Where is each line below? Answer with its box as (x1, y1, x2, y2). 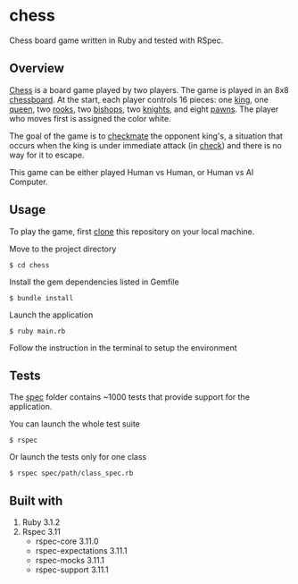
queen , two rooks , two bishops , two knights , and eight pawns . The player (9, 104, 279, 114)
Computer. (9, 176, 48, 187)
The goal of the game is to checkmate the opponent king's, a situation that (9, 131, 284, 141)
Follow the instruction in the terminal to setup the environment (9, 342, 238, 353)
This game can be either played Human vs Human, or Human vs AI (9, 166, 254, 177)
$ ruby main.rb (9, 326, 66, 335)
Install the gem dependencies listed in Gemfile (9, 276, 180, 287)
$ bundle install (9, 293, 74, 302)
